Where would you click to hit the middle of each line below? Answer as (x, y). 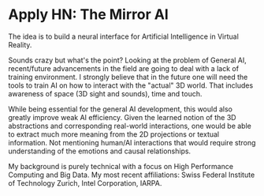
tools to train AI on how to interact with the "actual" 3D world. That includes (131, 85)
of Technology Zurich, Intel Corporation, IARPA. (85, 183)
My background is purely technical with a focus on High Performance (121, 166)
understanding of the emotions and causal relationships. (100, 151)
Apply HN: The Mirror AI (89, 15)
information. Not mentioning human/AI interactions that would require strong (132, 142)
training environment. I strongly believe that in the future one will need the (128, 77)
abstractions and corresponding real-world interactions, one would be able (130, 126)
